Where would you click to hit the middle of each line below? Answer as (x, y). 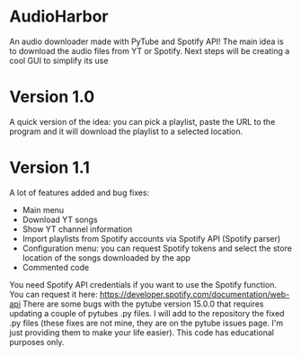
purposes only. (37, 342)
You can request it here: (53, 294)
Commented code (56, 267)
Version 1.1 (49, 168)
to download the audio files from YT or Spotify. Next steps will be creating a (150, 50)
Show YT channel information (77, 229)
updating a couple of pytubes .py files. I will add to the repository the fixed (147, 313)
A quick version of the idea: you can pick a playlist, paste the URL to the (142, 121)
